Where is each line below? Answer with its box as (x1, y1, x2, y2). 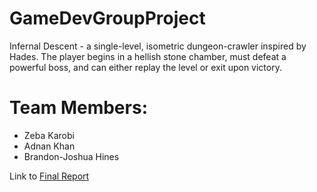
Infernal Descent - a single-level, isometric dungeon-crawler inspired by (9, 40, 307, 52)
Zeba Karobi (23, 129, 75, 141)
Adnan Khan (23, 140, 76, 152)
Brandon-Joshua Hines (23, 150, 120, 162)
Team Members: (9, 97, 148, 119)
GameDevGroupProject (9, 7, 206, 30)
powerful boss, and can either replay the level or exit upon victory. (9, 61, 282, 73)
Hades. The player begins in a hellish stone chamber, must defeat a (9, 50, 287, 62)
